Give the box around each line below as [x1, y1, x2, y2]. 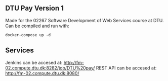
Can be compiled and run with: [5, 23, 69, 29]
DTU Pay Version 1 [5, 4, 64, 13]
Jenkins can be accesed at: [5, 59, 63, 65]
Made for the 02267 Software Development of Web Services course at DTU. [5, 17, 164, 23]
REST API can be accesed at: [96, 65, 157, 71]
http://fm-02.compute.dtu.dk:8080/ [5, 70, 79, 76]
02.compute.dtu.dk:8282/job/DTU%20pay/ [5, 65, 95, 71]
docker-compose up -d [5, 32, 51, 37]
